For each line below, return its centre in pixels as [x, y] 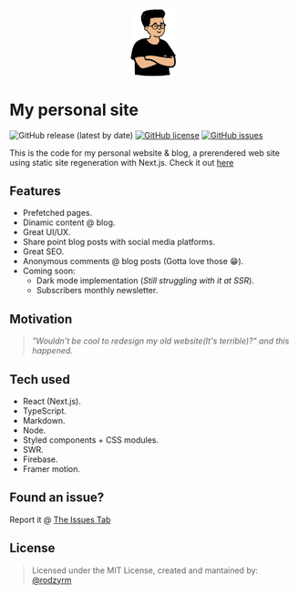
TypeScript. [44, 411]
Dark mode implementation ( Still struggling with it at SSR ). [145, 281]
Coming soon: [49, 271]
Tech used [40, 379]
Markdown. [44, 421]
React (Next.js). [52, 402]
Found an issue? [57, 498]
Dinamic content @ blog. [69, 222]
